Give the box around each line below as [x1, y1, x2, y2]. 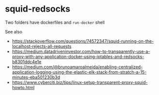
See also [5, 29, 23, 34]
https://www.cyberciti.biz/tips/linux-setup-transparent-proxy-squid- [12, 79, 148, 85]
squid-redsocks [5, 3, 71, 15]
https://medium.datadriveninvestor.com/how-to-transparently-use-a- [12, 48, 150, 54]
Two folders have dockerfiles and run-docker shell [5, 19, 105, 25]
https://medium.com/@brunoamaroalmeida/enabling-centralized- [12, 64, 143, 70]
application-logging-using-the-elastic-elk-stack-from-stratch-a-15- [12, 69, 147, 75]
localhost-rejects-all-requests [12, 43, 72, 49]
